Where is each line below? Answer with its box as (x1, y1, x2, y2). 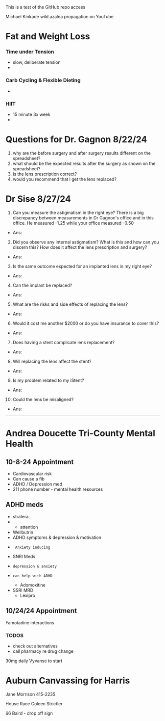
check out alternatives (12, 643, 58, 649)
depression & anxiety (12, 564, 57, 569)
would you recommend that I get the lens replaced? (12, 176, 117, 182)
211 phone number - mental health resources (12, 486, 103, 492)
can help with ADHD (12, 573, 53, 578)
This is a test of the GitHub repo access (5, 4, 86, 10)
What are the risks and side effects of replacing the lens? (12, 301, 128, 307)
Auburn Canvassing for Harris (5, 675, 130, 686)
